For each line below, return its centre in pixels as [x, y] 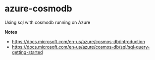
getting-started [27, 52]
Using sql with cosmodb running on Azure [48, 22]
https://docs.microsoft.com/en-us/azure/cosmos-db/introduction [78, 41]
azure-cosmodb [38, 9]
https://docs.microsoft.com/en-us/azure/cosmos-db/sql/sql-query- [81, 47]
